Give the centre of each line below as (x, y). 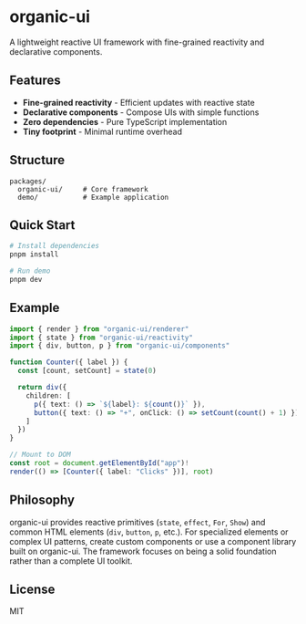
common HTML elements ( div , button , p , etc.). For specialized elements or (149, 532)
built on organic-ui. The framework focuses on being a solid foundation (143, 551)
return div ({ (42, 388)
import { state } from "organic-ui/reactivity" (102, 338)
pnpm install (34, 255)
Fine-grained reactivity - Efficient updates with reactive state (138, 102)
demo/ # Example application (93, 197)
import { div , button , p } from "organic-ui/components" (120, 346)
